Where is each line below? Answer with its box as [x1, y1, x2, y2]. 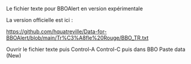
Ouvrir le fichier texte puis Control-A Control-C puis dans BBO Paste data [6, 46, 186, 53]
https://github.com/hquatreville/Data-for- [6, 28, 107, 35]
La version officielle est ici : [6, 17, 73, 23]
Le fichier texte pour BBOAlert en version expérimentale [6, 5, 143, 12]
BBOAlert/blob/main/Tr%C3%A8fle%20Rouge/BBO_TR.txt [6, 34, 149, 41]
